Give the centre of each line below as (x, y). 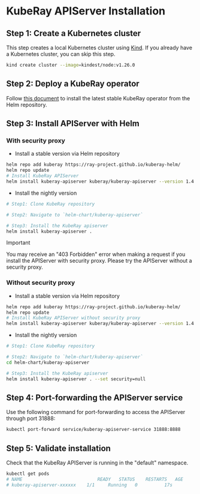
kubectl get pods (28, 474)
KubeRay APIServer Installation (86, 11)
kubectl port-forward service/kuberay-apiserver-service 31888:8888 (93, 430)
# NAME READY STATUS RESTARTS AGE (95, 479)
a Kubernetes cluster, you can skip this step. (61, 54)
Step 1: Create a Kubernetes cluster (74, 33)
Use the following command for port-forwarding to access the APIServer (96, 412)
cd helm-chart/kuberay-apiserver (48, 362)
